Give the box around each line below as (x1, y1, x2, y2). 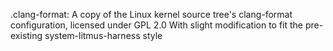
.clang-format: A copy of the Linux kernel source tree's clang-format (10, 9, 293, 20)
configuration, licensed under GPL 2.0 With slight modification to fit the (10, 19, 304, 31)
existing (10, 30, 43, 41)
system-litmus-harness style (44, 30, 163, 41)
